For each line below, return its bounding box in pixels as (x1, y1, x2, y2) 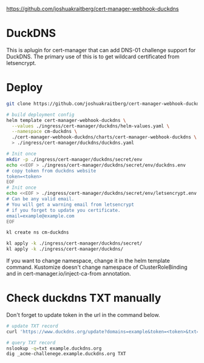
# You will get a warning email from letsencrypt (6, 202, 135, 208)
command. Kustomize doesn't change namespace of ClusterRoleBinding (6, 263, 188, 271)
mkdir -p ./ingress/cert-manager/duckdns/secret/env (6, 156, 143, 163)
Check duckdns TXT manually (6, 291, 161, 305)
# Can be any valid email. (6, 196, 75, 202)
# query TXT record (6, 339, 56, 345)
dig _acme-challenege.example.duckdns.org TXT (6, 351, 126, 357)
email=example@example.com (6, 212, 75, 219)
